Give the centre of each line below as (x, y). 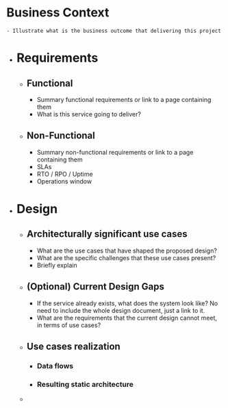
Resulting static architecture (85, 384)
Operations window (64, 181)
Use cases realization (73, 346)
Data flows (55, 366)
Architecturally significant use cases (107, 234)
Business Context (58, 13)
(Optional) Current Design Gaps (96, 286)
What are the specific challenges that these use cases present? (126, 257)
